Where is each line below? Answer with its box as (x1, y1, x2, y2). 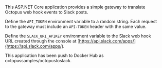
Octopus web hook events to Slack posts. (5, 9, 89, 15)
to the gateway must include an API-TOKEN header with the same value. (5, 24, 147, 29)
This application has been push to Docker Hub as (5, 53, 104, 58)
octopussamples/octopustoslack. (5, 58, 72, 63)
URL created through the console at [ (5, 38, 79, 44)
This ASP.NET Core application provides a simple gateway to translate (5, 4, 145, 10)
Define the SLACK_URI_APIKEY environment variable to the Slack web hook (5, 33, 151, 39)
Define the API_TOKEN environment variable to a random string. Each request (5, 19, 157, 24)
